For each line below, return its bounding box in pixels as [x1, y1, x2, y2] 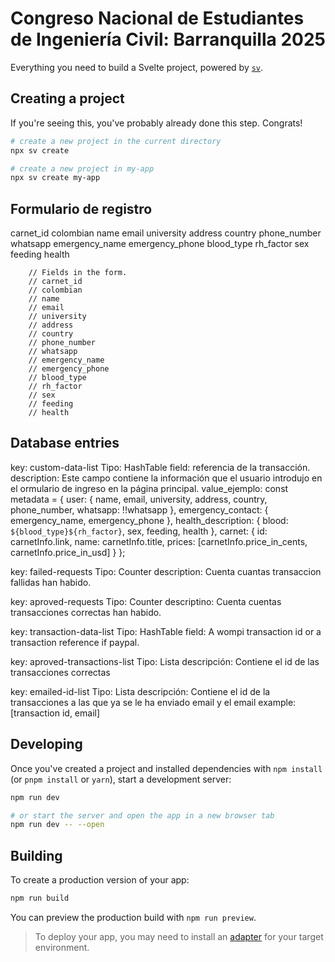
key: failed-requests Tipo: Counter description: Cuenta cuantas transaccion [10, 565, 322, 577]
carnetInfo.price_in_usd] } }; [10, 546, 126, 558]
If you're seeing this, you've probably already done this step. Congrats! [10, 117, 303, 129]
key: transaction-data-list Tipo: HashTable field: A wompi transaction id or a [10, 625, 322, 637]
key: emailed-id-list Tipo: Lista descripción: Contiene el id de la [10, 685, 271, 697]
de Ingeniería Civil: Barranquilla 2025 [10, 28, 326, 51]
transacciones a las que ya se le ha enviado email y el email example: [10, 696, 297, 708]
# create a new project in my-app [10, 163, 155, 174]
